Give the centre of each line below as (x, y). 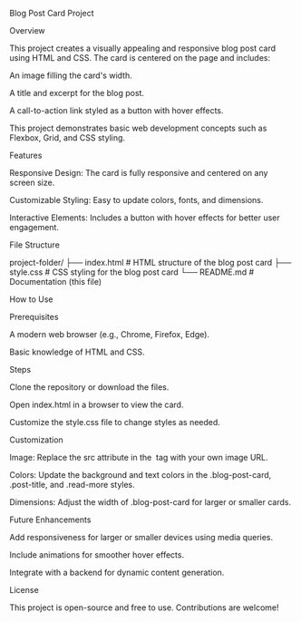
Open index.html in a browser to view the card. (97, 404)
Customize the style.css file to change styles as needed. (115, 422)
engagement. (34, 227)
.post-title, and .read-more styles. (73, 485)
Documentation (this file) (56, 282)
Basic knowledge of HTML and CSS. (77, 352)
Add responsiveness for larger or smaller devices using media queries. (141, 537)
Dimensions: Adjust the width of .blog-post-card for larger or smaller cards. (150, 502)
